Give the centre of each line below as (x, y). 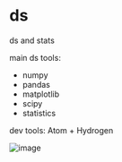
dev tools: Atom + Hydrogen (61, 130)
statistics (39, 113)
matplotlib (41, 94)
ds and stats (32, 40)
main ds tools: (35, 57)
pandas (36, 84)
